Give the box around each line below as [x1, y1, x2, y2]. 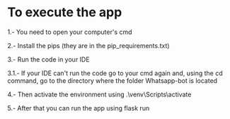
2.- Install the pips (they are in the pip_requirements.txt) [7, 41, 170, 50]
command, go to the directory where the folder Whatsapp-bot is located [7, 76, 218, 85]
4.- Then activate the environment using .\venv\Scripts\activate [7, 90, 192, 98]
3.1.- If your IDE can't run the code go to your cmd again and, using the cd [7, 69, 223, 77]
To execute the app [7, 4, 122, 21]
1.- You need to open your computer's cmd [7, 28, 132, 36]
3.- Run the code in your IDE [7, 55, 90, 64]
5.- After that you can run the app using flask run [7, 103, 150, 112]
